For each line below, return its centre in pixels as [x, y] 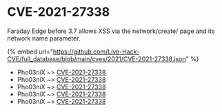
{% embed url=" [30, 52]
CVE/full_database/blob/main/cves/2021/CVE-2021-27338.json [97, 58]
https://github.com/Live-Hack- [96, 52]
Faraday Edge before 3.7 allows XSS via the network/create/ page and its [111, 31]
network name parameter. [44, 38]
